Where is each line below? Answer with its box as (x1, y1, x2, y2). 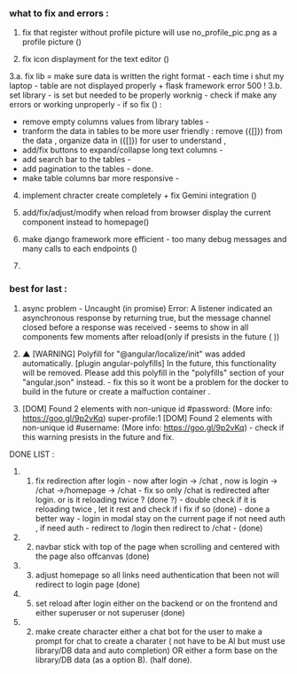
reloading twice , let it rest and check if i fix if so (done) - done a (35, 504, 270, 514)
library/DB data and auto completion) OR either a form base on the (35, 645, 277, 655)
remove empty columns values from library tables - (21, 116, 210, 127)
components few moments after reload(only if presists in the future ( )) (21, 331, 280, 341)
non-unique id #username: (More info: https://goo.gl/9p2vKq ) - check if (21, 422, 285, 433)
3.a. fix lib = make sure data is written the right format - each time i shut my (9, 71, 285, 82)
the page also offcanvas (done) (35, 551, 150, 561)
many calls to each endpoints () (21, 243, 137, 255)
